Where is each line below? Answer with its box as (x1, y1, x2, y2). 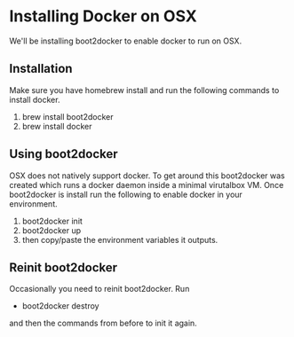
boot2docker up (21, 224, 82, 236)
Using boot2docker (9, 146, 118, 161)
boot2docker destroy (21, 301, 99, 311)
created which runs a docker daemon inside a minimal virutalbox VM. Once (9, 179, 284, 190)
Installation (9, 61, 73, 76)
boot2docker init (21, 216, 83, 226)
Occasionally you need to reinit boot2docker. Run (9, 284, 190, 294)
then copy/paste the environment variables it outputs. (21, 234, 219, 245)
